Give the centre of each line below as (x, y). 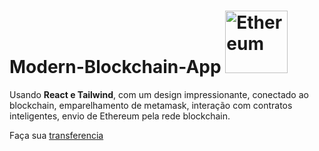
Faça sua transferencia (56, 135)
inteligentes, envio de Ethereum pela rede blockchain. (120, 116)
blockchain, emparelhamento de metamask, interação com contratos (151, 105)
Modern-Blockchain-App (115, 67)
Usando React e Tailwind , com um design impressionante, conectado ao (159, 94)
